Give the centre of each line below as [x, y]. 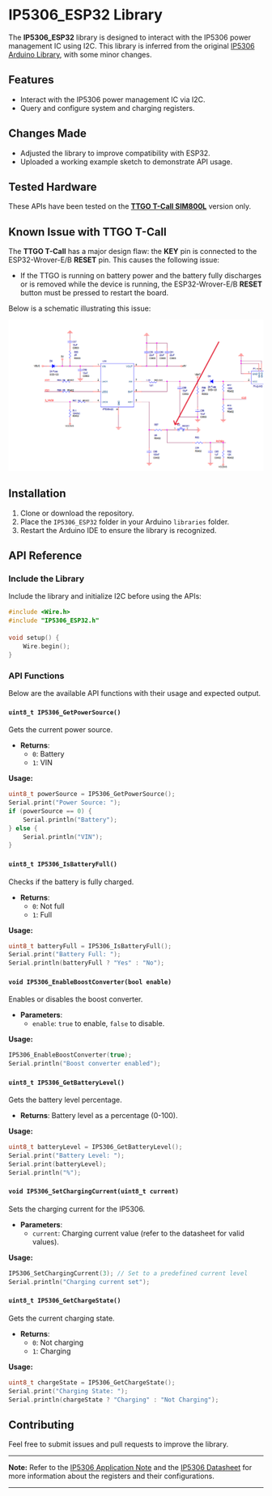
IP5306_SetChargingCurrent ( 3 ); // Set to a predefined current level [128, 1274]
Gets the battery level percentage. [66, 1100]
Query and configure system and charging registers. [108, 108]
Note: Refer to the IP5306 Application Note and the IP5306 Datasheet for [130, 1468]
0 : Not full [48, 906]
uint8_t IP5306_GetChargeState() [65, 1301]
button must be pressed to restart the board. [94, 293]
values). [45, 1242]
